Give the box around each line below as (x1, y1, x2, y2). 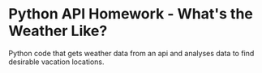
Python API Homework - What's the (8, 5, 253, 23)
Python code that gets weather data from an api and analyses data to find (8, 48, 255, 58)
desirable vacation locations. (8, 57, 105, 67)
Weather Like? (8, 22, 108, 40)
